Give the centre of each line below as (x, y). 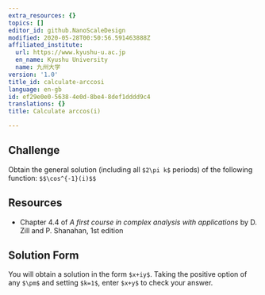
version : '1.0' (33, 75)
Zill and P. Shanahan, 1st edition (71, 230)
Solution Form (44, 256)
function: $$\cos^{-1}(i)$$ (52, 178)
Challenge (34, 150)
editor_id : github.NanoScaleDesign (67, 30)
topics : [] (26, 23)
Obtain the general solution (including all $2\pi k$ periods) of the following (131, 169)
